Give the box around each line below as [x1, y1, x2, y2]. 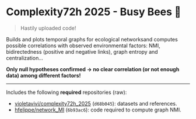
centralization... [6, 54, 44, 61]
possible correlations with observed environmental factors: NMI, [6, 42, 160, 49]
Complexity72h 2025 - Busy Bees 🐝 [6, 5, 181, 19]
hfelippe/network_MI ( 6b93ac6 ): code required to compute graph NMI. [14, 106, 182, 113]
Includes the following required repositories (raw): [6, 89, 127, 96]
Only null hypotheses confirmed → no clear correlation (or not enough [6, 65, 180, 72]
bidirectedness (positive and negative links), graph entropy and [6, 48, 159, 55]
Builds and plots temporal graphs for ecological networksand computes [6, 36, 178, 43]
